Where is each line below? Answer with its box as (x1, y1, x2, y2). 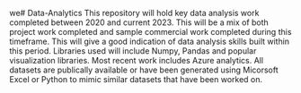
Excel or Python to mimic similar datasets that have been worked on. (9, 74, 263, 84)
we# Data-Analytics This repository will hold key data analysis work (9, 8, 260, 18)
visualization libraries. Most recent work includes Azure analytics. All (9, 55, 263, 65)
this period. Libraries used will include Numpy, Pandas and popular (9, 46, 257, 56)
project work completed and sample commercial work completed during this (9, 27, 292, 37)
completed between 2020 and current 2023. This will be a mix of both (9, 17, 270, 28)
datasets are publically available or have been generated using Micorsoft (9, 64, 279, 75)
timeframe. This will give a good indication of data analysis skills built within (9, 36, 290, 46)
